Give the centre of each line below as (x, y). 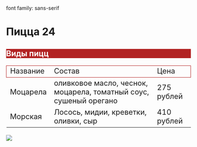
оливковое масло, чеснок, (101, 83)
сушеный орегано (86, 101)
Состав (67, 71)
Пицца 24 (31, 32)
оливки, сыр (76, 121)
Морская (26, 117)
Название (28, 71)
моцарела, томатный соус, (101, 92)
